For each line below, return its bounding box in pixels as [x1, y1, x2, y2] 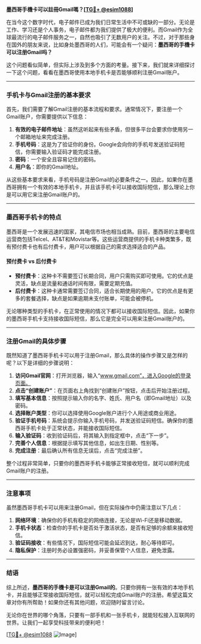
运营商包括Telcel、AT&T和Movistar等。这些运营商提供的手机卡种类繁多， [6, 235, 187, 242]
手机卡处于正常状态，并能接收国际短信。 [25, 425, 126, 432]
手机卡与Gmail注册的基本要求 [6, 91, 91, 99]
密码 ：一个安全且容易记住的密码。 [14, 156, 99, 163]
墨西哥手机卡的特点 [6, 213, 62, 221]
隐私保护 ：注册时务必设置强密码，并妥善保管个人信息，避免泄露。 [14, 547, 178, 554]
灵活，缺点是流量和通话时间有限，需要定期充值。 [14, 279, 136, 287]
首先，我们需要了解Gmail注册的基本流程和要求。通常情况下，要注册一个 [6, 106, 183, 113]
